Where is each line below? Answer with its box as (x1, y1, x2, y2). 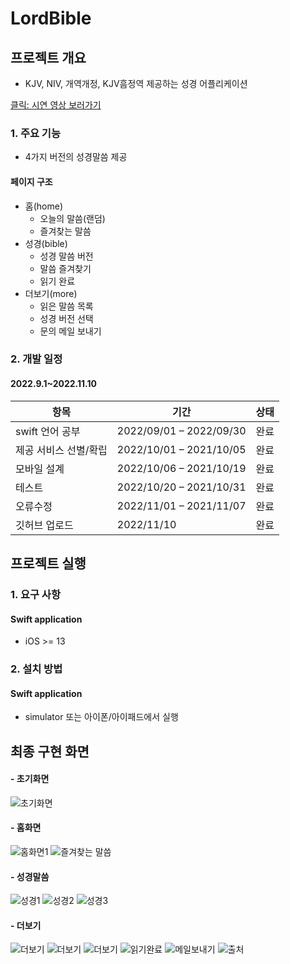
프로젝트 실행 (10, 555, 87, 572)
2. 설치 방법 (10, 662, 63, 676)
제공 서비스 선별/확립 (15, 443, 108, 457)
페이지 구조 (10, 175, 53, 187)
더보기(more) (24, 287, 78, 299)
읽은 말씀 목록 (39, 300, 94, 312)
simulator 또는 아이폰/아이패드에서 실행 (24, 711, 179, 723)
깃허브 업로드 (15, 518, 74, 532)
